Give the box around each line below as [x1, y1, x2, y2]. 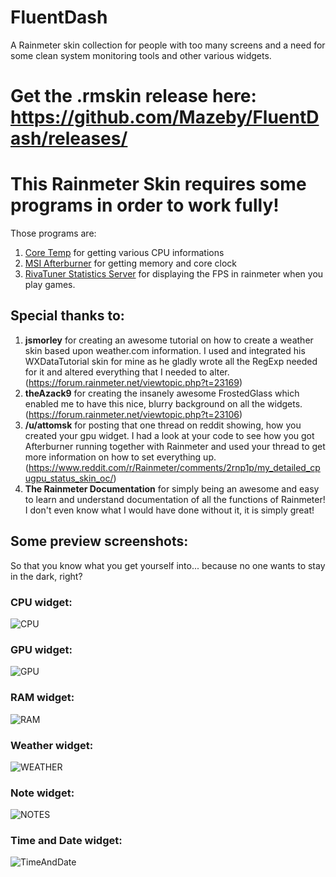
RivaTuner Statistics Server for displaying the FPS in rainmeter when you [24, 268, 324, 280]
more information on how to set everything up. [24, 451, 217, 463]
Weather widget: [10, 738, 94, 752]
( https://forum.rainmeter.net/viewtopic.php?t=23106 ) [24, 408, 243, 420]
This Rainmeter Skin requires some [10, 173, 307, 196]
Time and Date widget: [10, 834, 123, 848]
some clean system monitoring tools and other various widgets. [10, 49, 272, 61]
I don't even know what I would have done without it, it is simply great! [24, 504, 315, 516]
